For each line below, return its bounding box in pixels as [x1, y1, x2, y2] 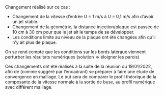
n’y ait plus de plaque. [12, 39, 57, 45]
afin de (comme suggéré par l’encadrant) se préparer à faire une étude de [5, 69, 155, 75]
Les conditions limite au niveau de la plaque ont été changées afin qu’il [12, 34, 156, 40]
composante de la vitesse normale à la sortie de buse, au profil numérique [5, 79, 156, 85]
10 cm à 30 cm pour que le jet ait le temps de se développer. [12, 29, 135, 35]
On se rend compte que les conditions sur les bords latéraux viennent [5, 49, 146, 55]
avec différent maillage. [5, 84, 53, 90]
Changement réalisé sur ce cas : [5, 4, 71, 10]
